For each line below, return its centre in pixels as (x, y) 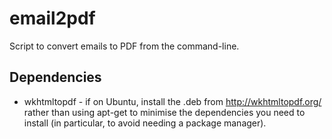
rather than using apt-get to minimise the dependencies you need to (164, 112)
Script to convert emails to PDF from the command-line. (124, 46)
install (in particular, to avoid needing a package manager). (145, 123)
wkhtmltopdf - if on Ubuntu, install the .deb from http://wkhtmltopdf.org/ (172, 101)
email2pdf (52, 18)
